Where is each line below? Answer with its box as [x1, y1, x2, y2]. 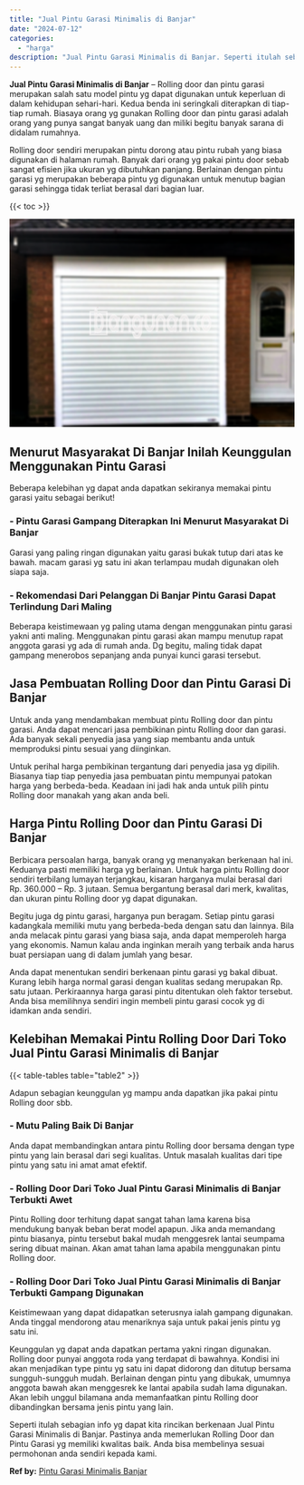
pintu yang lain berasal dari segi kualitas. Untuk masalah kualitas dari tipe [9, 1149, 283, 1160]
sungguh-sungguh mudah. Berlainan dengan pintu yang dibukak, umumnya [9, 1373, 291, 1383]
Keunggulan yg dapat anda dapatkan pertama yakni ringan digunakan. [9, 1343, 271, 1355]
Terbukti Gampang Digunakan [9, 1286, 145, 1299]
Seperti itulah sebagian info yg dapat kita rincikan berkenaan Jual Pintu [9, 1420, 275, 1431]
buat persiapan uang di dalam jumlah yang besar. [9, 949, 193, 960]
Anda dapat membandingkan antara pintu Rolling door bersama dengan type [9, 1139, 295, 1151]
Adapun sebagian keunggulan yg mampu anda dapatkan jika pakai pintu [9, 1087, 279, 1098]
